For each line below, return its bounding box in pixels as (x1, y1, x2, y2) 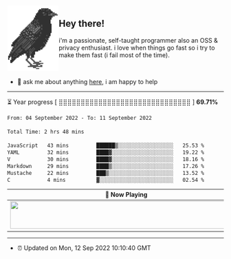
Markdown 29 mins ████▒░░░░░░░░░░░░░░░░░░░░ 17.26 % (7, 163, 205, 169)
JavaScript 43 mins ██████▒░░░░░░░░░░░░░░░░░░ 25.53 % (7, 142, 205, 149)
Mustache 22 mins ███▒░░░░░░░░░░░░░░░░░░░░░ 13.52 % (7, 169, 205, 176)
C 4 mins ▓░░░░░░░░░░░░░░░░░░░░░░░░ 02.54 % (7, 176, 205, 183)
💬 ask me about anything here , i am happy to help (16, 77, 158, 85)
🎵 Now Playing (104, 191, 148, 199)
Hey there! (58, 18, 105, 30)
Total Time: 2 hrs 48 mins (7, 128, 85, 135)
